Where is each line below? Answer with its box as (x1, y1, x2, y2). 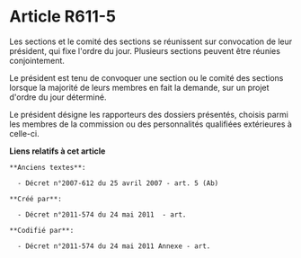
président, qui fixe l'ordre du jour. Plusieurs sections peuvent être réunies (9, 45, 281, 56)
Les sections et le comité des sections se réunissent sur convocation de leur (9, 36, 293, 47)
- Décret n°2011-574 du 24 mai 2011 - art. (17, 209, 187, 219)
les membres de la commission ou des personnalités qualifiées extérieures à (9, 119, 292, 129)
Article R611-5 (9, 6, 117, 27)
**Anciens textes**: (9, 163, 87, 172)
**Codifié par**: (9, 226, 75, 235)
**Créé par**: (9, 194, 63, 203)
